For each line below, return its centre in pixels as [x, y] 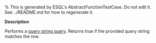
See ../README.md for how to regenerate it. [49, 12]
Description [17, 22]
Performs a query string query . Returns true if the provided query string [77, 31]
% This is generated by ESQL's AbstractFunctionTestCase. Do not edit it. [78, 7]
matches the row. [22, 36]
